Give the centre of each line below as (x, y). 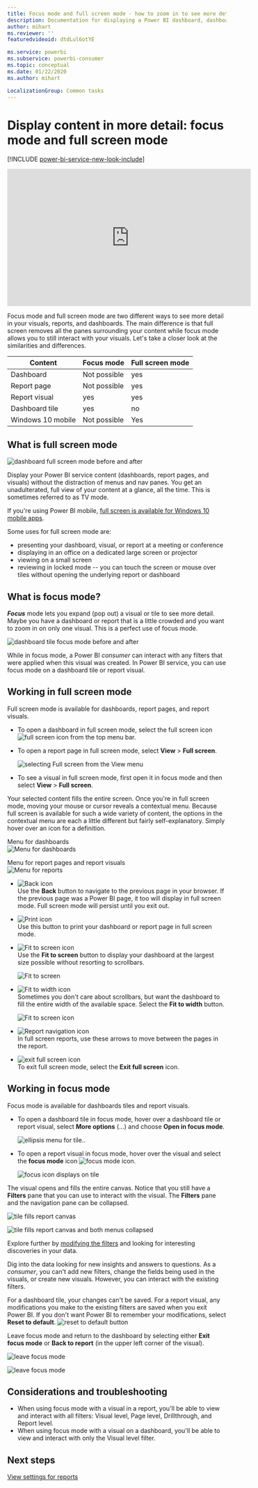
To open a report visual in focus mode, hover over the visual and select (119, 1153)
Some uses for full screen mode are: (59, 532)
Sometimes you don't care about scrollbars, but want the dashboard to (119, 997)
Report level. (35, 1423)
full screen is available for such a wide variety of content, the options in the (115, 813)
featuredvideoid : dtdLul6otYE (51, 40)
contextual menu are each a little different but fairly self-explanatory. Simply (116, 820)
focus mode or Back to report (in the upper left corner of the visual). (106, 1343)
